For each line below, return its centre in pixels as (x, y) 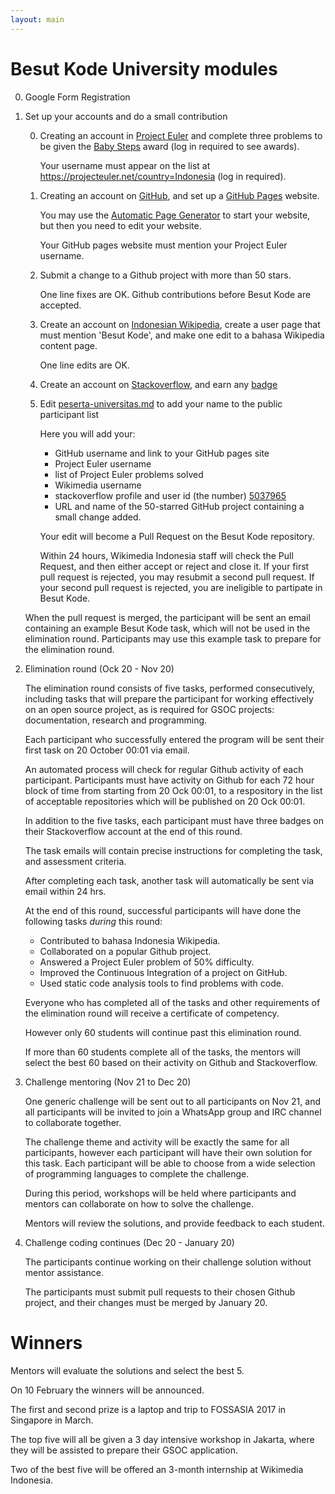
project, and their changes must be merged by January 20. (146, 1302)
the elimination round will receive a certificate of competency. (152, 1013)
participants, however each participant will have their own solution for (168, 1152)
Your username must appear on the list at (125, 165)
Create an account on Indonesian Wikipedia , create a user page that (180, 324)
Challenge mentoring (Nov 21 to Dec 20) (108, 1082)
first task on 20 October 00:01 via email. (107, 750)
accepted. (60, 305)
